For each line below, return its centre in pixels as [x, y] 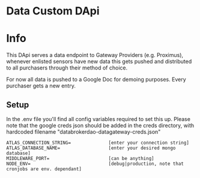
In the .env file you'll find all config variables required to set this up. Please [98, 119]
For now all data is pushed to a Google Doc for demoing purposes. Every [96, 80]
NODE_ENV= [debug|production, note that [95, 164]
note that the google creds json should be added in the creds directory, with [100, 125]
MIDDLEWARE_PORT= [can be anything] [80, 158]
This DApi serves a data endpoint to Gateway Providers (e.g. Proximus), [95, 55]
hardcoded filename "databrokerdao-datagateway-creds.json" [83, 132]
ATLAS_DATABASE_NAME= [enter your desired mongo [91, 148]
